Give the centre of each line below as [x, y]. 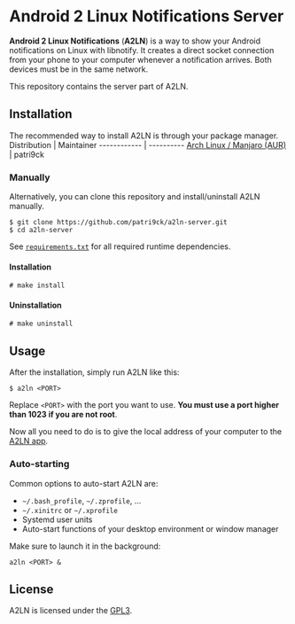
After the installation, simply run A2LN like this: [94, 372]
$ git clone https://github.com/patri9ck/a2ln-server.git [118, 222]
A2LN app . [29, 441]
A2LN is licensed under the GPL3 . [71, 611]
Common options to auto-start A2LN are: [84, 483]
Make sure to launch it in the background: [85, 546]
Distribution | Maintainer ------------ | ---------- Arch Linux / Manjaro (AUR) [147, 144]
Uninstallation [35, 305]
